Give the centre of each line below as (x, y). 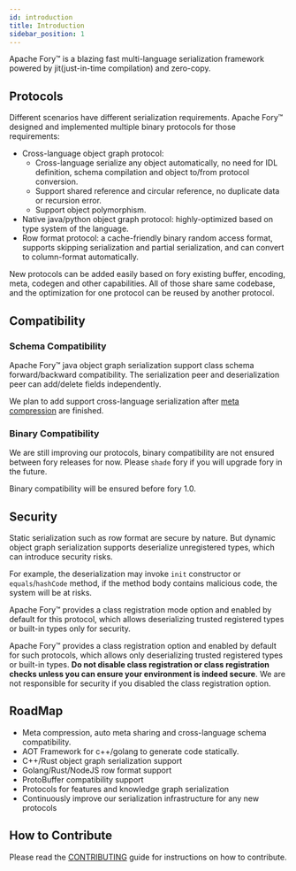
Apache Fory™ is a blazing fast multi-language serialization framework (137, 59)
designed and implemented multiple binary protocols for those (122, 127)
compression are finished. (57, 410)
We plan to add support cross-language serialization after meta (125, 401)
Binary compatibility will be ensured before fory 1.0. (103, 489)
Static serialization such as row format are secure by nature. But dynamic (142, 537)
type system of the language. (76, 229)
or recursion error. (68, 201)
